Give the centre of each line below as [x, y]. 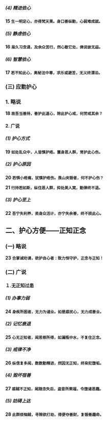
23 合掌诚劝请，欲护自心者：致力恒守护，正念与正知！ [55, 258]
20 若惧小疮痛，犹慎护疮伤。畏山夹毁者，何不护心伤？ [55, 177]
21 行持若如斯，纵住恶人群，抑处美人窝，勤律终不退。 [54, 187]
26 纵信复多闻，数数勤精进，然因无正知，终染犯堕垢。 [55, 363]
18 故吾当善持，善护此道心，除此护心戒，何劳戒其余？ [54, 114]
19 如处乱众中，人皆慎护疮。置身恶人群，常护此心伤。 [54, 152]
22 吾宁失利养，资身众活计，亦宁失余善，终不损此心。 [55, 213]
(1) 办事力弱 [17, 298]
